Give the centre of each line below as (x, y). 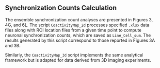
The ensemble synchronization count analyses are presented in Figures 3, (79, 19)
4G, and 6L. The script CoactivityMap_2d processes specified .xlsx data (77, 25)
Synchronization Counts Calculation (61, 8)
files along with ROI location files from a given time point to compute (73, 30)
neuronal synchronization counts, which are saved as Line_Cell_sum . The (78, 35)
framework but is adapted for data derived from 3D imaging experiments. (78, 60)
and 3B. (13, 45)
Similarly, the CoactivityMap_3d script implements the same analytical (74, 55)
